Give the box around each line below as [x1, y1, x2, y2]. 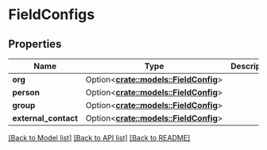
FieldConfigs [8, 6, 95, 24]
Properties [8, 37, 62, 51]
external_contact [12, 113, 78, 124]
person [12, 87, 40, 98]
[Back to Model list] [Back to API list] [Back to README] [8, 133, 191, 142]
